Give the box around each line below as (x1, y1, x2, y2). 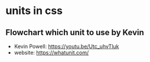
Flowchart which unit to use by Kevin (5, 27, 144, 37)
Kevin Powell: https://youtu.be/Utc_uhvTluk (14, 43, 119, 50)
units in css (5, 4, 63, 18)
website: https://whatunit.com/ (14, 49, 89, 56)
